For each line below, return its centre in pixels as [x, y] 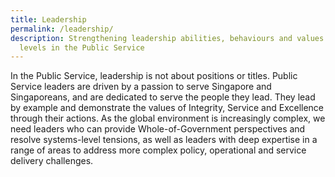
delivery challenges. [52, 161]
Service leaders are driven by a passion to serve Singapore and [141, 87]
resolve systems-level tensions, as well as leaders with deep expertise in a [164, 140]
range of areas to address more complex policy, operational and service [158, 150]
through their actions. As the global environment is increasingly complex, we [168, 118]
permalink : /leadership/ [62, 29]
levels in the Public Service [82, 47]
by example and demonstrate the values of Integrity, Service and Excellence [167, 108]
